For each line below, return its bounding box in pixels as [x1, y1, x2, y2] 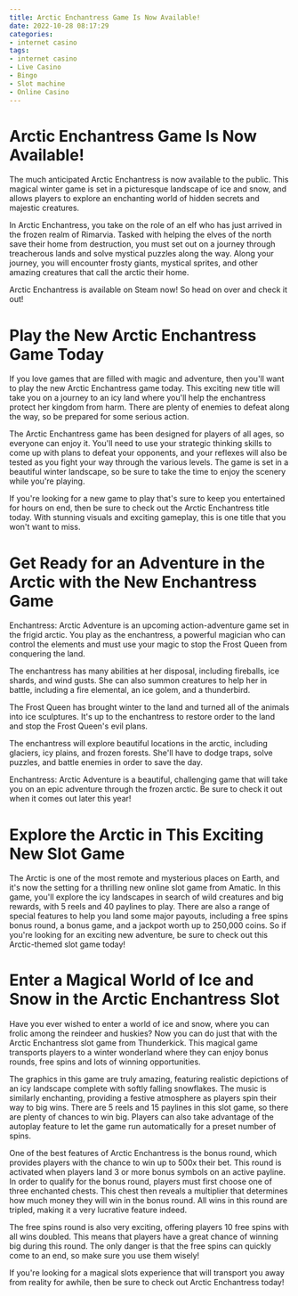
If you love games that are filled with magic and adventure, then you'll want [9, 373, 285, 384]
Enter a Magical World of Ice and [9, 970, 254, 990]
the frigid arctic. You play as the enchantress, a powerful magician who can [9, 630, 286, 640]
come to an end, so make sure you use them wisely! [9, 1251, 200, 1261]
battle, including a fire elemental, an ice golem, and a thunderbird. [9, 685, 251, 696]
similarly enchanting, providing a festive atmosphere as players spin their [9, 1093, 278, 1104]
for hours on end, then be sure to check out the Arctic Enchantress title [9, 502, 270, 513]
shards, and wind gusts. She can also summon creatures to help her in [9, 675, 268, 686]
